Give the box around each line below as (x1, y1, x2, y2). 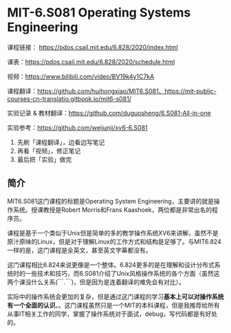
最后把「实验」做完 (16, 155, 72, 163)
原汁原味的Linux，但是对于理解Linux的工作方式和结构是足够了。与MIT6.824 (7, 237, 221, 246)
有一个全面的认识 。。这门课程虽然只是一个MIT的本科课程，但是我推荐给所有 (7, 301, 220, 309)
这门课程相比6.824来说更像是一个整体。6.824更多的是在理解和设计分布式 (7, 260, 214, 269)
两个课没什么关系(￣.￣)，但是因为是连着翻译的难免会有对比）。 (7, 277, 186, 286)
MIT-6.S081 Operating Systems (7, 5, 191, 21)
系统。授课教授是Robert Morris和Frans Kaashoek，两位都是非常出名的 (12, 205, 212, 214)
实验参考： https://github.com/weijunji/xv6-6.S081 (7, 123, 148, 131)
